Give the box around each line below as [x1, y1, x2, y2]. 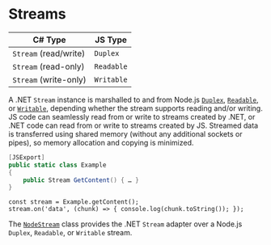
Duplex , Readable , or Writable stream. [8, 228, 133, 238]
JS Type [95, 34, 128, 45]
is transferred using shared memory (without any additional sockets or [8, 129, 243, 138]
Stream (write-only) [12, 74, 87, 85]
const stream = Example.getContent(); [8, 198, 139, 206]
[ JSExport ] [8, 153, 45, 162]
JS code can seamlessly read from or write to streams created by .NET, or [8, 112, 256, 121]
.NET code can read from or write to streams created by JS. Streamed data [8, 120, 259, 130]
